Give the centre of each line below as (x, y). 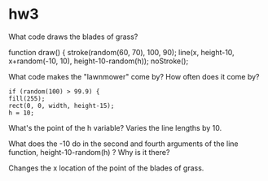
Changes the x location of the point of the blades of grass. (106, 168)
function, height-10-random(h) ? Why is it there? (89, 152)
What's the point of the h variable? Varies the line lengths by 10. (115, 127)
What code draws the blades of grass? (73, 37)
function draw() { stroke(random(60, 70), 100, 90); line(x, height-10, (121, 52)
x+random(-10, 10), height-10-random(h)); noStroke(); (99, 61)
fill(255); (27, 98)
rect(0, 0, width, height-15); (62, 106)
